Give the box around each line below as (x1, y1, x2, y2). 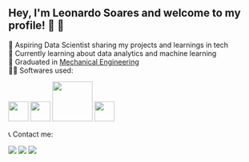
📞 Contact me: (8, 129, 54, 139)
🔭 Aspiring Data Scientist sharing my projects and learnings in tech (8, 40, 229, 49)
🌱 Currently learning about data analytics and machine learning (8, 48, 217, 58)
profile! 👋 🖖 (8, 19, 65, 33)
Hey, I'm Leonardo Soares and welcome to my (8, 6, 242, 20)
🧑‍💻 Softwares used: (8, 65, 74, 75)
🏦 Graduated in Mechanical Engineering (8, 57, 139, 66)
